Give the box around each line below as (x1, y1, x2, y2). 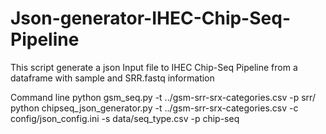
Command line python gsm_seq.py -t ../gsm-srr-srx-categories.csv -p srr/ (10, 91, 316, 103)
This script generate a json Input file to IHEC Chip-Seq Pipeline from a (10, 61, 298, 73)
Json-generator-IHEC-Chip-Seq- (10, 7, 291, 30)
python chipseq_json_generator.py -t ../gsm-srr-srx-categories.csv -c (10, 102, 299, 114)
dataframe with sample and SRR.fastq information (10, 72, 215, 84)
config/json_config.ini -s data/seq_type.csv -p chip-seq (10, 112, 240, 124)
